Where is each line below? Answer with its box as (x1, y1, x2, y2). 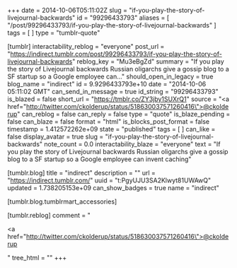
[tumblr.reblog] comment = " (7, 211, 91, 219)
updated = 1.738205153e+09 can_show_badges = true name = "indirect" (7, 184, 219, 192)
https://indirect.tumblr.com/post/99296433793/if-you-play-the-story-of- (10, 49, 223, 58)
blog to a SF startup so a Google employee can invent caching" (7, 155, 192, 163)
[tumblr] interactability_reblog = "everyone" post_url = (7, 42, 165, 50)
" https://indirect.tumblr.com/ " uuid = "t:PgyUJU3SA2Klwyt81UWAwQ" (7, 176, 212, 185)
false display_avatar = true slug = (7, 132, 104, 141)
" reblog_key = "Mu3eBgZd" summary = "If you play (71, 57, 224, 66)
